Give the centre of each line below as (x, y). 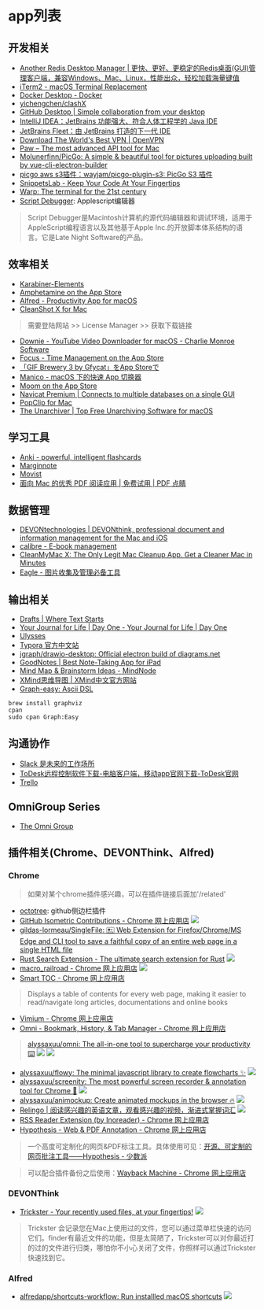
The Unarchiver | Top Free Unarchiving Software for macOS (116, 411)
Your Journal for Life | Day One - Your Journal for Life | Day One (123, 627)
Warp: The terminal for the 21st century (83, 191)
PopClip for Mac (46, 402)
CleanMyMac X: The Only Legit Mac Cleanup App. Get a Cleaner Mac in (136, 555)
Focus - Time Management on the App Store (92, 357)
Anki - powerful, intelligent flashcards (80, 457)
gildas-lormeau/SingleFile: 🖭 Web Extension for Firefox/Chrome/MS (130, 930)
